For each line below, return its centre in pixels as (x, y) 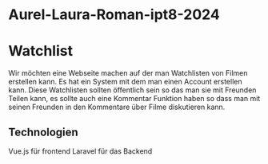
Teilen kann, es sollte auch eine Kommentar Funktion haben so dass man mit (134, 99)
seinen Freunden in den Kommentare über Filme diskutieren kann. (117, 107)
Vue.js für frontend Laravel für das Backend (80, 151)
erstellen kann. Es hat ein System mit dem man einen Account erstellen (125, 82)
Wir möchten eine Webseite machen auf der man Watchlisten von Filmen (128, 73)
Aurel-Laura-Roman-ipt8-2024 (114, 15)
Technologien (43, 132)
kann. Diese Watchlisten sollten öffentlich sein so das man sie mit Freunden (132, 90)
